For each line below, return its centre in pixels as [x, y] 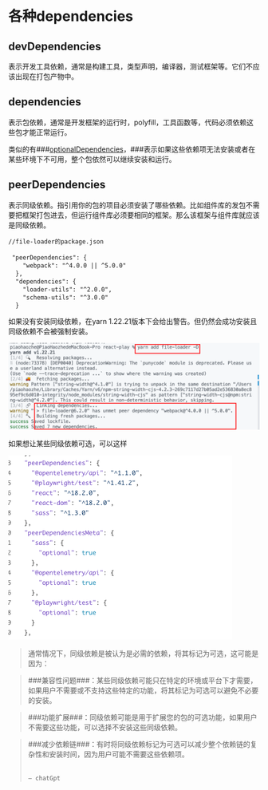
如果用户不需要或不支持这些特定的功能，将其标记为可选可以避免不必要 [143, 690]
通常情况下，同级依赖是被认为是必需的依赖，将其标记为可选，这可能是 [143, 653]
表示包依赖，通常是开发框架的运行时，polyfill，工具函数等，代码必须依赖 [128, 122]
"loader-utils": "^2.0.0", [67, 289]
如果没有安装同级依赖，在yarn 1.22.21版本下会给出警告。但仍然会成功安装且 [133, 321]
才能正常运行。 [47, 132]
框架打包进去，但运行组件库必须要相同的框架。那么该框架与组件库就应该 [141, 215]
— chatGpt [44, 778]
